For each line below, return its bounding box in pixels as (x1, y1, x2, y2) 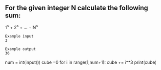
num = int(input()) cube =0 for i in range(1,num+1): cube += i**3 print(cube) (5, 59, 157, 65)
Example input (5, 34, 34, 38)
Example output (5, 46, 36, 52)
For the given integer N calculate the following (5, 4, 148, 12)
